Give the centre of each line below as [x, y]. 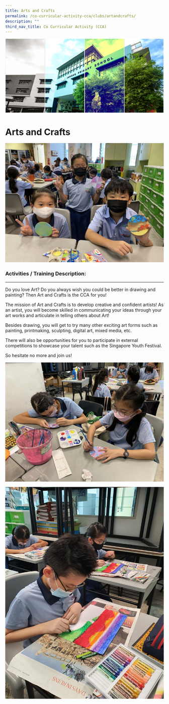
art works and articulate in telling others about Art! [57, 315]
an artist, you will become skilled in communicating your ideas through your [83, 310]
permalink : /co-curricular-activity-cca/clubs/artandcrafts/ [71, 16]
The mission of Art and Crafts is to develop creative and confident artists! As [84, 305]
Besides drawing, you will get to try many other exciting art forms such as [81, 325]
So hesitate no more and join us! [38, 355]
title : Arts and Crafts [30, 11]
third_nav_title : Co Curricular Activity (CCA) [56, 27]
